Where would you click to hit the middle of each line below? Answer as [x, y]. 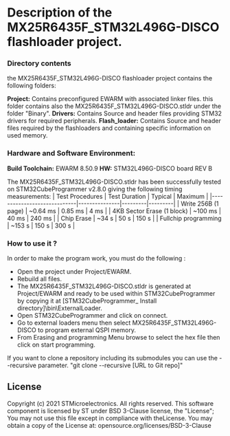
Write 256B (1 [200, 204]
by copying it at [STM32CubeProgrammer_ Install [87, 301]
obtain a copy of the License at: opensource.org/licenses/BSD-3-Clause [109, 425]
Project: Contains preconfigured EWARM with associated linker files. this [110, 99]
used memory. [27, 135]
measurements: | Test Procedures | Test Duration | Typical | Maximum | [108, 196]
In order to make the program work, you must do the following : [96, 259]
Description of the [60, 13]
